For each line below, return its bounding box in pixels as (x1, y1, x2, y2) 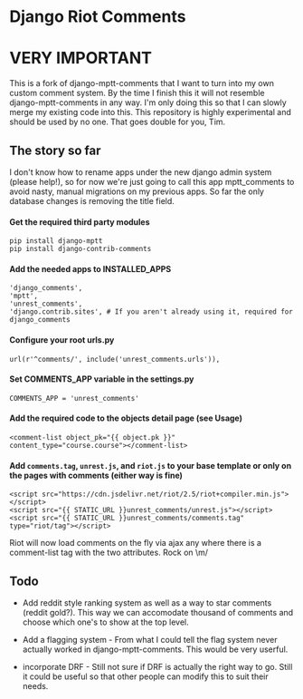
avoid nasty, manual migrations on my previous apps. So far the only (9, 186, 265, 197)
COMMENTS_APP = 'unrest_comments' (9, 393, 140, 403)
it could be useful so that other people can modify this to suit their (22, 671, 269, 682)
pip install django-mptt (9, 237, 103, 246)
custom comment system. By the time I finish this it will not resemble (9, 88, 265, 99)
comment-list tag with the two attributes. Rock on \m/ (9, 547, 209, 558)
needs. (22, 680, 49, 691)
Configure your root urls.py (9, 334, 115, 345)
